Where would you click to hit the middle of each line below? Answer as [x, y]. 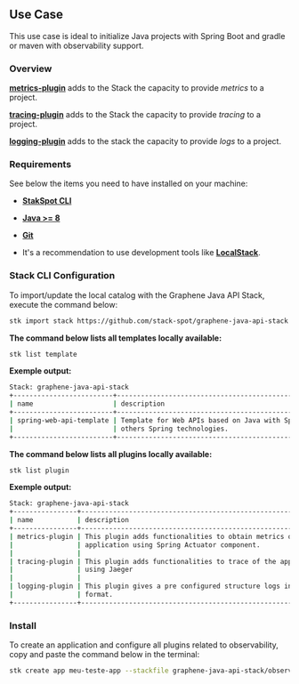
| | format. [61, 595]
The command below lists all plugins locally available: [111, 454]
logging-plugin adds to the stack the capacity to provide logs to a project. [145, 141]
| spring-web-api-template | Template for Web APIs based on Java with [145, 420]
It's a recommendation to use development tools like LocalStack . [141, 253]
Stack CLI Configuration [62, 276]
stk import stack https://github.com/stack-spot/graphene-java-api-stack [149, 321]
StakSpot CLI [47, 201]
